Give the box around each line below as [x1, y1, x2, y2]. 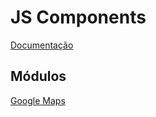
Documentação [10, 39, 74, 51]
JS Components [10, 6, 147, 29]
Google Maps [10, 94, 66, 106]
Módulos [10, 68, 67, 85]
